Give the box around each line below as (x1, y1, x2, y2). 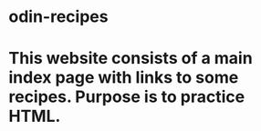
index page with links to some (8, 67, 239, 88)
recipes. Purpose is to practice (8, 86, 245, 107)
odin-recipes (8, 6, 109, 27)
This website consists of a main (8, 48, 253, 69)
